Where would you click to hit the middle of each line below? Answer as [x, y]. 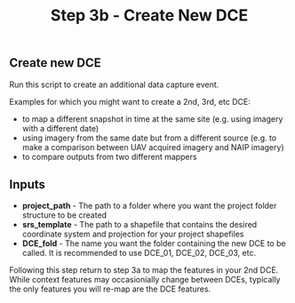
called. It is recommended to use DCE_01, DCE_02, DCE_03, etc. [139, 253]
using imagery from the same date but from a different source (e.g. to [149, 138]
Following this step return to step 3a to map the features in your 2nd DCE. [144, 270]
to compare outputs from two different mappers [109, 156]
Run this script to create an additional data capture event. [114, 84]
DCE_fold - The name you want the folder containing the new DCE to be [154, 243]
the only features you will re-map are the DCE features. [110, 289]
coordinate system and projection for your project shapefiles [133, 234]
